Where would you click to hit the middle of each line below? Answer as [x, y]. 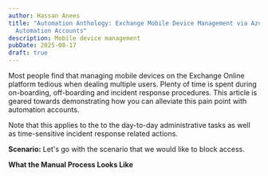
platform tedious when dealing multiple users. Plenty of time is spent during [132, 84]
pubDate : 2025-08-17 [43, 46]
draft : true [28, 53]
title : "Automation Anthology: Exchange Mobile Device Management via [128, 23]
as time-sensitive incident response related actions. [93, 134]
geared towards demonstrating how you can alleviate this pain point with [128, 101]
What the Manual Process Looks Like [71, 164]
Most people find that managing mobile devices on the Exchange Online [126, 76]
